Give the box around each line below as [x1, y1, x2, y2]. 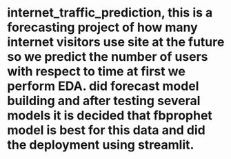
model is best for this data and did [7, 122, 205, 138]
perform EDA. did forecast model [7, 78, 199, 94]
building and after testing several [7, 93, 201, 109]
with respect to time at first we [7, 64, 186, 79]
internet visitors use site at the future [7, 35, 225, 50]
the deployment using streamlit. [7, 137, 194, 153]
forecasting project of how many [7, 19, 198, 35]
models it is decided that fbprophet [7, 108, 212, 124]
